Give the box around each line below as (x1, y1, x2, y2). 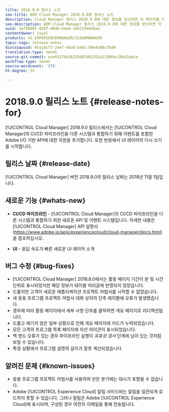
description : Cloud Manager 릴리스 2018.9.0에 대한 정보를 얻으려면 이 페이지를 (5, 17, 160, 22)
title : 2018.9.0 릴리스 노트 (5, 7, 61, 13)
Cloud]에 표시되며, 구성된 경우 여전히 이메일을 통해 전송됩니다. (12, 401, 135, 407)
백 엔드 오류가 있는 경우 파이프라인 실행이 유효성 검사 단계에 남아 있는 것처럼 (12, 333, 162, 339)
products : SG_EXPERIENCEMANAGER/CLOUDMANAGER (5, 36, 102, 41)
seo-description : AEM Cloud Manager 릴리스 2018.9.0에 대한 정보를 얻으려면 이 (5, 21, 162, 27)
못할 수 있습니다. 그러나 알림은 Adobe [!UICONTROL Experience (26, 395, 155, 401)
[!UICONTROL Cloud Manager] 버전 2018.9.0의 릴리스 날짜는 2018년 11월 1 (5, 173, 155, 180)
